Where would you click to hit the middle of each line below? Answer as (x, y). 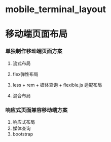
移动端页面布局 (36, 34)
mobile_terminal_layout (56, 9)
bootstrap (23, 134)
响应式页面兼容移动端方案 (36, 110)
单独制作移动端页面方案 (34, 51)
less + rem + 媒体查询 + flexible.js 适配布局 (57, 85)
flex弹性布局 (25, 74)
